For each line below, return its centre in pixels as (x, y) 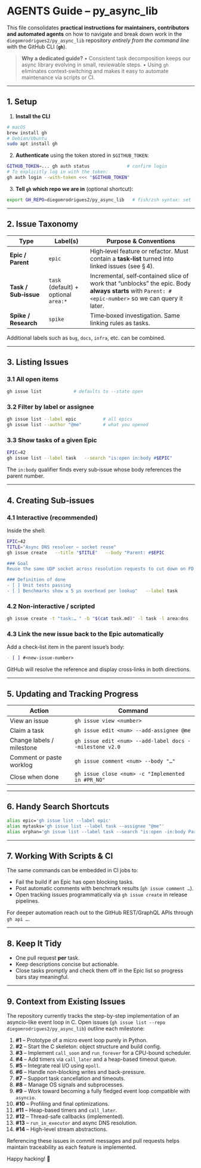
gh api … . (18, 919)
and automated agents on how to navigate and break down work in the (95, 34)
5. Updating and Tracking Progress (73, 694)
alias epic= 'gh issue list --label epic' (59, 820)
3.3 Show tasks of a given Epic (52, 440)
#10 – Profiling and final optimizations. (62, 1103)
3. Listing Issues (38, 362)
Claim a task (27, 730)
